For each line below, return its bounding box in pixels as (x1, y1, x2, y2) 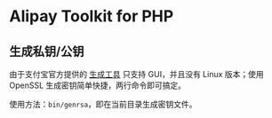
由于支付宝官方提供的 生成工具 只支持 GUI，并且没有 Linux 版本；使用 (9, 69, 264, 79)
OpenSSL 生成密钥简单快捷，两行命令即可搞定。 (9, 80, 187, 90)
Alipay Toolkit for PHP (9, 6, 174, 27)
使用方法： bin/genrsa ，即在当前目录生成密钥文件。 (9, 99, 197, 109)
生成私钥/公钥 (9, 43, 84, 59)
